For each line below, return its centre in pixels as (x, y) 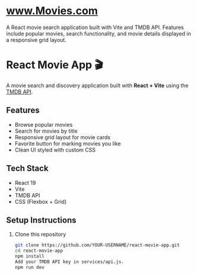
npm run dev (29, 267)
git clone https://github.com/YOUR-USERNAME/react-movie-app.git (97, 245)
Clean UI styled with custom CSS (55, 150)
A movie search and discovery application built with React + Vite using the (97, 85)
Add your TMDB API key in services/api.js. (69, 262)
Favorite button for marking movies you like (68, 143)
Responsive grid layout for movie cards (63, 137)
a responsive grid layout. (36, 40)
